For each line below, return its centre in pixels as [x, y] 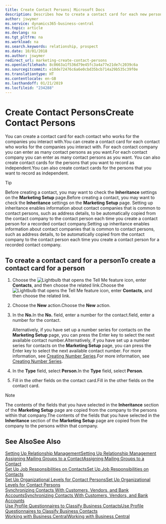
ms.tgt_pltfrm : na [24, 38]
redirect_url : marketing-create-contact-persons [56, 60]
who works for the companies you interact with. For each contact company [82, 147]
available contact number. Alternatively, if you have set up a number [81, 340]
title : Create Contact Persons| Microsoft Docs [55, 10]
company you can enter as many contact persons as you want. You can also [83, 157]
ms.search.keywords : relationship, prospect [52, 46]
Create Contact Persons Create [70, 112]
